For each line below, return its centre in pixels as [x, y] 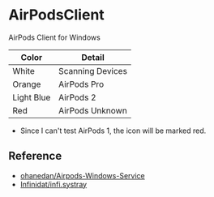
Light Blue [32, 97]
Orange [27, 84]
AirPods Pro [81, 84]
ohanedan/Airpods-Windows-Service [82, 175]
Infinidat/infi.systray [53, 184]
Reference [35, 156]
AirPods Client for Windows [55, 37]
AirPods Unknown [92, 110]
